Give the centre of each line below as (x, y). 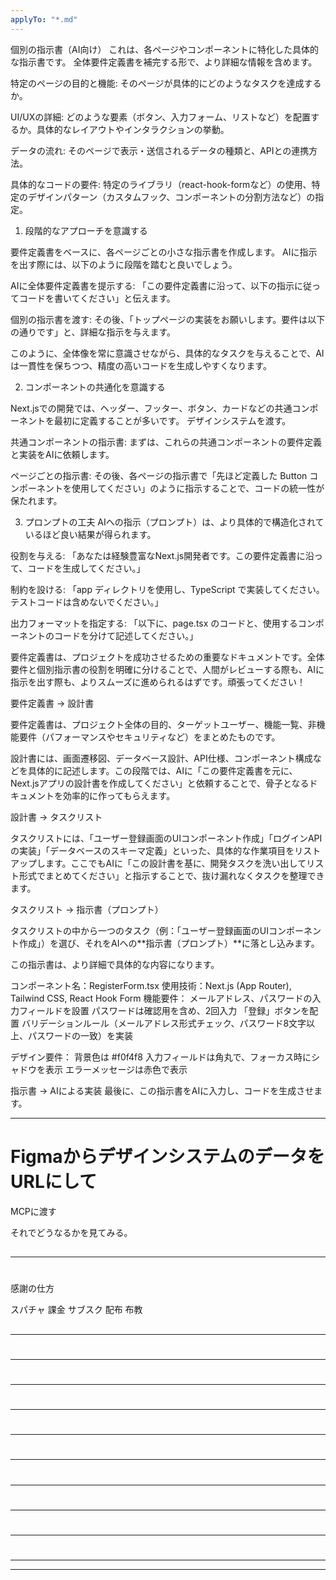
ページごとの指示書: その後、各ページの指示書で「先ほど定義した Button (159, 475)
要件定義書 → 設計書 (52, 703)
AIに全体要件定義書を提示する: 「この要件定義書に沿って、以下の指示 (152, 285)
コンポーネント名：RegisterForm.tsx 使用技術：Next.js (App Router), (151, 985)
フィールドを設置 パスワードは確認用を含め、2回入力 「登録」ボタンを (164, 1010)
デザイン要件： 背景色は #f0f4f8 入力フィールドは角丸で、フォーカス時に (161, 1057)
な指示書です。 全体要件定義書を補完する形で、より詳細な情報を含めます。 (164, 62)
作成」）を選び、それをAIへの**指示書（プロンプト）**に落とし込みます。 (169, 943)
